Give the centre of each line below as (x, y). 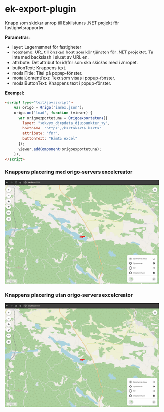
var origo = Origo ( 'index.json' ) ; (49, 107)
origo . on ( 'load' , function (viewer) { (53, 113)
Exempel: (15, 93)
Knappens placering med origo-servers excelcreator (69, 172)
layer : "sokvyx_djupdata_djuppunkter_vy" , (66, 123)
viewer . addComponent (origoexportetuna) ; (60, 149)
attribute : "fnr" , (41, 133)
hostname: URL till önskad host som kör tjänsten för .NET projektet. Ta (83, 52)
